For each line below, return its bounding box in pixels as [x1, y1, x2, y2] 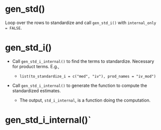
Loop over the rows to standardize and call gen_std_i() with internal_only [5, 20, 157, 26]
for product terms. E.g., [12, 63, 60, 69]
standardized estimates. [12, 87, 61, 94]
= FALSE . [5, 25, 22, 30]
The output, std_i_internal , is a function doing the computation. [19, 97, 151, 103]
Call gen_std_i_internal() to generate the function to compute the [12, 82, 147, 88]
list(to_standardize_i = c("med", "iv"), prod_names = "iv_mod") [19, 74, 156, 79]
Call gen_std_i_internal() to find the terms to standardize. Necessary [12, 58, 155, 64]
